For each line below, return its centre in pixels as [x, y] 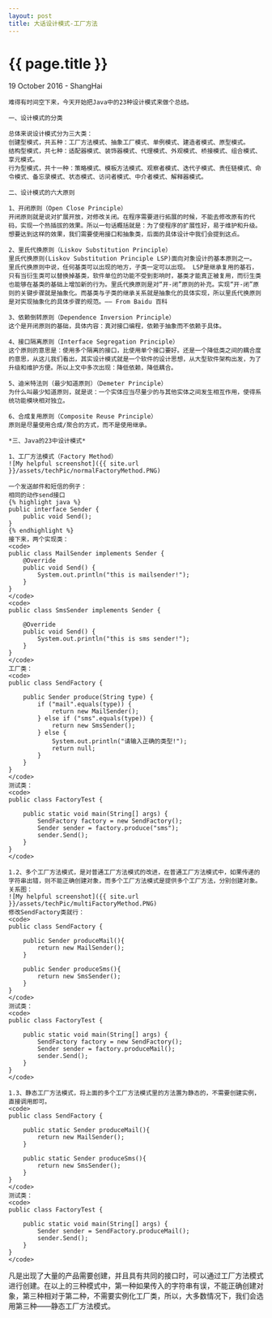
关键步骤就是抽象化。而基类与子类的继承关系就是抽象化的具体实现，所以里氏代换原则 [140, 293]
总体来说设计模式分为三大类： [51, 134]
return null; [73, 749]
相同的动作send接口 [37, 495]
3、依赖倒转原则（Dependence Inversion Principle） [92, 318]
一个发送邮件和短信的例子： [48, 487]
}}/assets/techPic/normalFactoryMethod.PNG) [85, 471]
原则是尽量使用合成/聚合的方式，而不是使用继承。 [80, 426]
